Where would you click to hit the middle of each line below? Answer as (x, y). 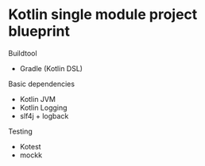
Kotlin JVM (37, 99)
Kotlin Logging (43, 108)
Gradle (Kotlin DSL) (51, 68)
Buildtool (23, 53)
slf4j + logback (44, 115)
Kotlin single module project (103, 15)
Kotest (30, 146)
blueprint (39, 31)
